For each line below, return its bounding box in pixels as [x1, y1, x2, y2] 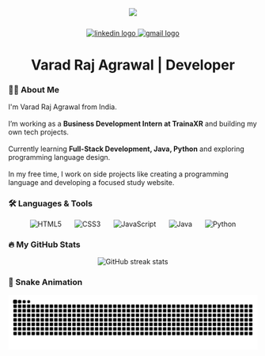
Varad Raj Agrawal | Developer [30, 56, 236, 74]
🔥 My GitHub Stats [8, 239, 81, 250]
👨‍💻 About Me [8, 85, 59, 96]
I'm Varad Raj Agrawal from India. [8, 102, 117, 112]
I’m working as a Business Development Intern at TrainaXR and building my [8, 119, 257, 129]
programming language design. [8, 153, 111, 162]
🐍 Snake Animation [8, 276, 83, 287]
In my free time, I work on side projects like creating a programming [8, 169, 229, 179]
